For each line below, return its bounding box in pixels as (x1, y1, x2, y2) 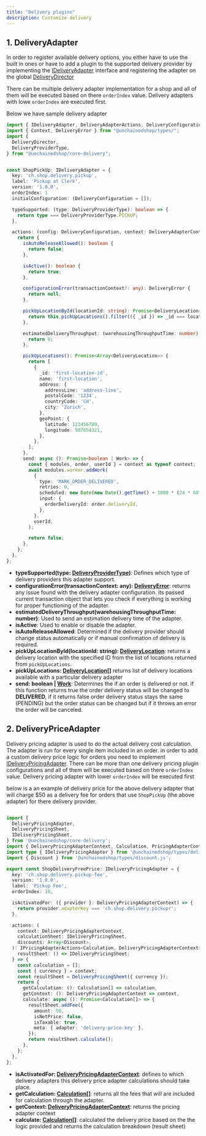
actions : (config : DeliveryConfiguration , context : (12, 229, 147, 235)
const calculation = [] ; (17, 962, 81, 968)
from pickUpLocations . (15, 660, 72, 668)
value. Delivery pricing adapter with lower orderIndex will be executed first (6, 773, 194, 780)
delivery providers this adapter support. (15, 575, 116, 583)
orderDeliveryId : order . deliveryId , (45, 501, 139, 508)
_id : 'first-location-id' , (39, 369, 109, 376)
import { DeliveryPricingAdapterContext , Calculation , (6, 843, 150, 849)
